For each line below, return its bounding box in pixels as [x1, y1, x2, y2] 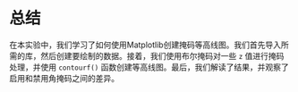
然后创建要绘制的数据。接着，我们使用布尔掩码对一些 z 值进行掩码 [39, 50, 285, 61]
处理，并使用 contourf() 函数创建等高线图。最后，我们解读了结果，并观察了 [9, 62, 289, 72]
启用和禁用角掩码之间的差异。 [9, 72, 119, 83]
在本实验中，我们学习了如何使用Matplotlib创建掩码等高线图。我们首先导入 [9, 39, 282, 50]
